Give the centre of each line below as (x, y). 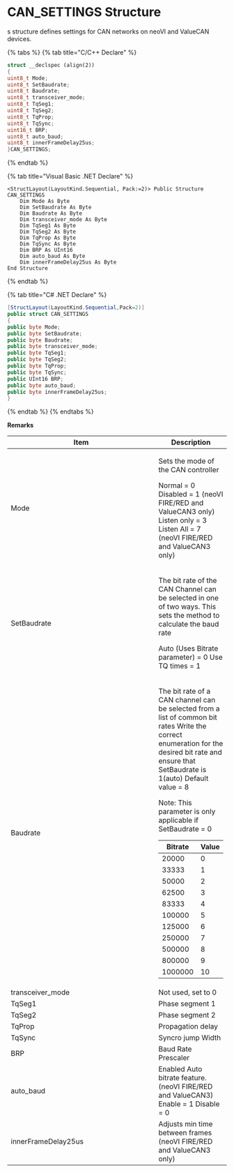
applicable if (178, 820)
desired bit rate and (190, 752)
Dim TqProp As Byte (48, 238)
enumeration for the (191, 743)
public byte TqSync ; (37, 372)
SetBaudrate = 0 (185, 829)
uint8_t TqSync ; (31, 123)
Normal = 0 (177, 485)
